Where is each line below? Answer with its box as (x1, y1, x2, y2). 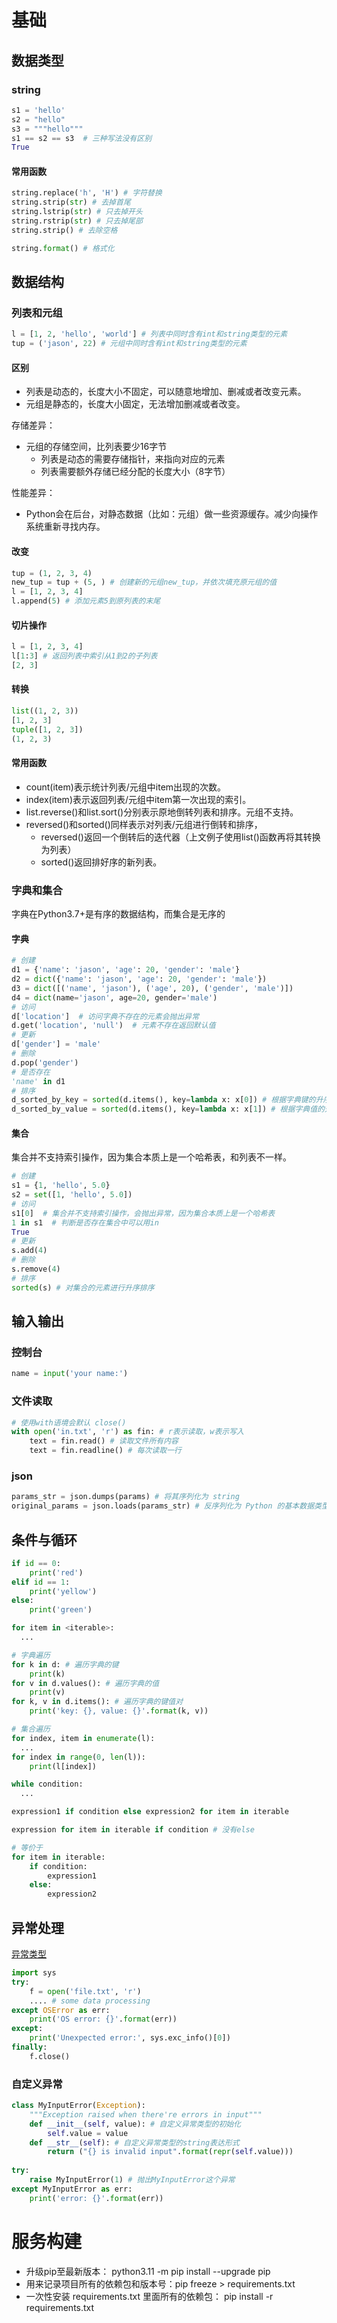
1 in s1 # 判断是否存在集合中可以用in (11, 1217, 159, 1228)
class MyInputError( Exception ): (11, 2101, 146, 2111)
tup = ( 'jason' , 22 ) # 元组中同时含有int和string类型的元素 (11, 339, 248, 349)
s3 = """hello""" (11, 124, 84, 134)
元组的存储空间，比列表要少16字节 (25, 441, 168, 453)
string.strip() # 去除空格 (11, 225, 118, 235)
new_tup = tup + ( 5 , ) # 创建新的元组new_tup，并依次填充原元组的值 (11, 577, 278, 588)
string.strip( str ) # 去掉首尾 (11, 197, 131, 208)
